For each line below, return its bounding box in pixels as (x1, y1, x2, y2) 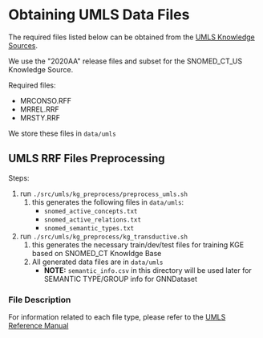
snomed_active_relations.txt (43, 215, 142, 224)
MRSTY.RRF (19, 112, 61, 122)
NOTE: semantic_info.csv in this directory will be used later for (43, 265, 253, 275)
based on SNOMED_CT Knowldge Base (31, 248, 162, 258)
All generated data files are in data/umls (31, 257, 164, 267)
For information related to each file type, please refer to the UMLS (8, 312, 226, 322)
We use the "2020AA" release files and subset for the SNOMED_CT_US (8, 56, 243, 66)
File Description (8, 294, 71, 305)
